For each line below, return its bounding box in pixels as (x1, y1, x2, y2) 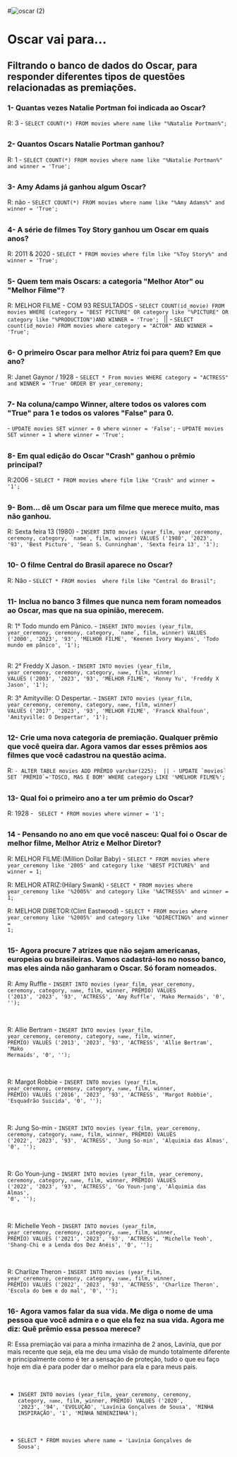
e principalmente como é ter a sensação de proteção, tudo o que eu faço (7, 1355, 220, 1364)
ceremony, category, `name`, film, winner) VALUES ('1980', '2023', (7, 535, 213, 542)
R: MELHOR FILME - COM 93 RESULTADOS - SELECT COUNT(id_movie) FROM (7, 301, 225, 309)
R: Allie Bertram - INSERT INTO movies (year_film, (7, 1025, 154, 1034)
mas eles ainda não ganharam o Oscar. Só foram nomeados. (7, 963, 217, 973)
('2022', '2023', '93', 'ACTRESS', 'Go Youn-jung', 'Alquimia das (7, 1183, 207, 1190)
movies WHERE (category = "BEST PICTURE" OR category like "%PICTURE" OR (7, 308, 229, 316)
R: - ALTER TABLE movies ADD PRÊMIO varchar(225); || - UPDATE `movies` (7, 767, 227, 775)
